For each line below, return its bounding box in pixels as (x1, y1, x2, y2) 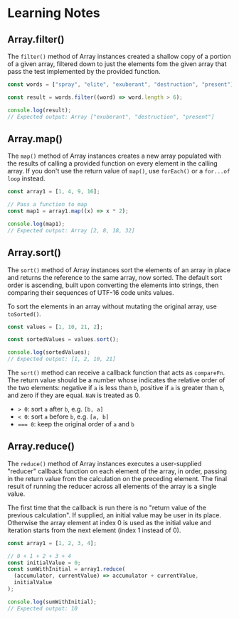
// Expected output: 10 (7, 605, 78, 612)
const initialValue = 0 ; (7, 559, 81, 566)
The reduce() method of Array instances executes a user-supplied (7, 459, 202, 468)
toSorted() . (7, 309, 41, 318)
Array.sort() (7, 247, 62, 259)
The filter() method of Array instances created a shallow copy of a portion (7, 52, 231, 60)
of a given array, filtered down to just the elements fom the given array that (7, 60, 227, 68)
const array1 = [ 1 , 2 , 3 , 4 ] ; (7, 539, 97, 547)
